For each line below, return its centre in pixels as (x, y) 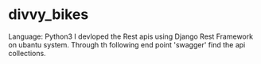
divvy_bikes (49, 15)
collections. (27, 53)
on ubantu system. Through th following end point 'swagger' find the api (127, 44)
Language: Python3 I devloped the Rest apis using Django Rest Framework (130, 36)
